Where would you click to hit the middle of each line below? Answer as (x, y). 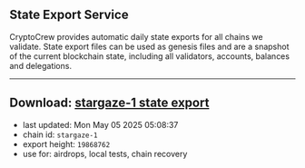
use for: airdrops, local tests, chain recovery (105, 153)
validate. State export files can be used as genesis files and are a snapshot (149, 46)
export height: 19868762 (66, 143)
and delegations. (41, 65)
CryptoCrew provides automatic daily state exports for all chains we (136, 36)
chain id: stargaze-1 (60, 134)
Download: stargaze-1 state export (109, 103)
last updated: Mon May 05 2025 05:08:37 (100, 124)
